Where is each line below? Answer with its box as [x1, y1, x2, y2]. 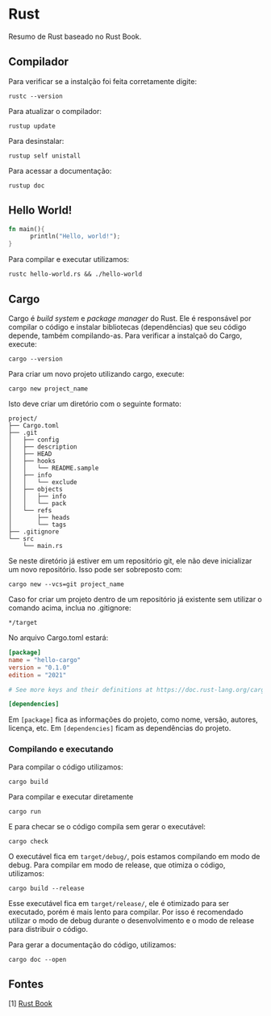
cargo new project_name [8, 385, 89, 393]
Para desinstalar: [8, 136, 65, 145]
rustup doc [8, 181, 45, 190]
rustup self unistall [8, 151, 81, 160]
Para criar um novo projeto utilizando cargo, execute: [8, 369, 185, 378]
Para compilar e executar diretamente [8, 791, 134, 801]
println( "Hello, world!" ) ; [29, 232, 121, 241]
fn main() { [8, 225, 45, 233]
